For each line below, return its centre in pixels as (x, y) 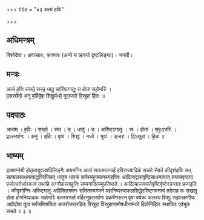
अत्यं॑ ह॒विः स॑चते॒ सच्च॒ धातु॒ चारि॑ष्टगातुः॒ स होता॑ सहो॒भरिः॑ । (59, 89)
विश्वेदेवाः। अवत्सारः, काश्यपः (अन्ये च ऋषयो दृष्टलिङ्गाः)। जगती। (70, 55)
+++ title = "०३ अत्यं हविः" (35, 9)
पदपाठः (16, 115)
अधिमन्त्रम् (20, 40)
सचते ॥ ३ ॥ (19, 211)
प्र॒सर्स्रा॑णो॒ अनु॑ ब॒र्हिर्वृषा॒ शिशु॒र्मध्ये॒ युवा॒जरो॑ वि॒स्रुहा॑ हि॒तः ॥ (55, 95)
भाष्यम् (15, 156)
